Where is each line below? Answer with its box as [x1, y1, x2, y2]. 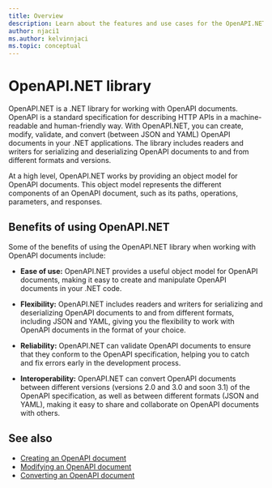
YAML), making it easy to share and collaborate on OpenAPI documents [19, 399, 259, 409]
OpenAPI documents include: [8, 250, 106, 260]
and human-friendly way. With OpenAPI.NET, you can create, [39, 121, 244, 131]
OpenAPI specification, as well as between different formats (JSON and [19, 391, 259, 400]
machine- [229, 113, 262, 122]
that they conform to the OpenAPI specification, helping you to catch [19, 349, 249, 359]
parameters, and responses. [8, 197, 103, 207]
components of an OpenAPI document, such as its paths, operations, [8, 188, 239, 199]
